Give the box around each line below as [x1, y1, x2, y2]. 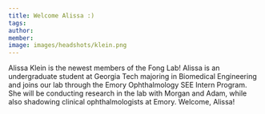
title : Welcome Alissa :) [8, 11, 94, 20]
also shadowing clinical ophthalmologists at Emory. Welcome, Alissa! [8, 97, 235, 107]
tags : [8, 19, 26, 27]
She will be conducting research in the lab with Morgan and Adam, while [8, 88, 247, 98]
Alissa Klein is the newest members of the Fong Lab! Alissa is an [8, 63, 220, 73]
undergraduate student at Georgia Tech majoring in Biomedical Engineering [8, 72, 258, 81]
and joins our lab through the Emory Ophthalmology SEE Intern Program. [8, 81, 247, 90]
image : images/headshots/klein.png [8, 41, 127, 49]
